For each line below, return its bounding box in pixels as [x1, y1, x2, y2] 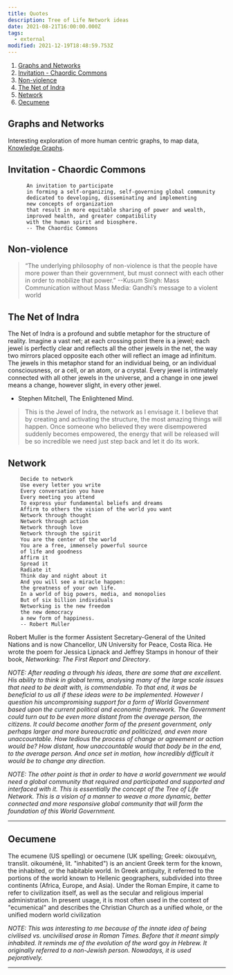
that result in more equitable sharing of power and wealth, [26, 206, 207, 213]
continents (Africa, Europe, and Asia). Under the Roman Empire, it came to [8, 881, 220, 889]
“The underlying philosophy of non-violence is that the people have [24, 262, 218, 270]
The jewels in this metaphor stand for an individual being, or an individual [8, 359, 216, 367]
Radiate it [20, 567, 52, 574]
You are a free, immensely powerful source [20, 543, 148, 549]
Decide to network [20, 475, 73, 483]
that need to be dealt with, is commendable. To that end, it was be [8, 683, 198, 692]
